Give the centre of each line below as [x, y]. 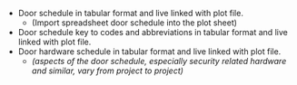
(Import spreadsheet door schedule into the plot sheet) [134, 23]
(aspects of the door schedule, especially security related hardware [159, 61]
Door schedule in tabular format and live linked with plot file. [130, 13]
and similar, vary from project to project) [108, 71]
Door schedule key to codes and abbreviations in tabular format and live [153, 32]
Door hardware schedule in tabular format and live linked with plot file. [149, 52]
